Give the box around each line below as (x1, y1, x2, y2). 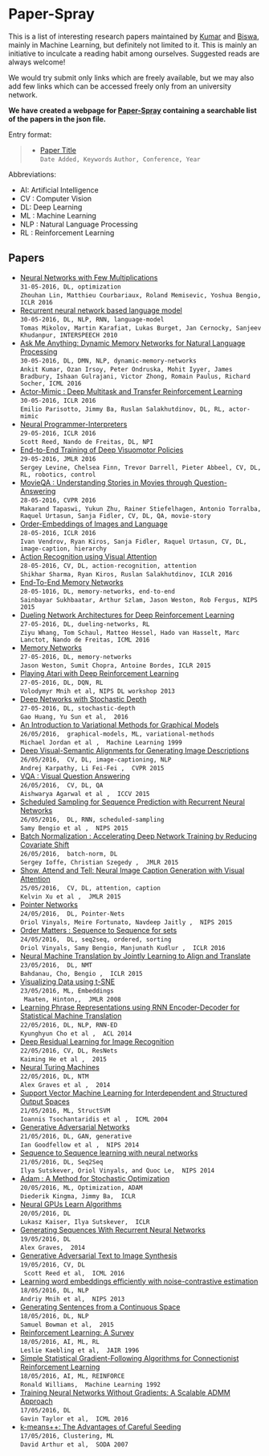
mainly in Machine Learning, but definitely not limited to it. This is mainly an (8, 39, 257, 49)
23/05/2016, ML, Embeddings (19, 986, 114, 995)
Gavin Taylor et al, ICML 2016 (19, 1415, 128, 1423)
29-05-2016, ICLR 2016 (19, 429, 96, 438)
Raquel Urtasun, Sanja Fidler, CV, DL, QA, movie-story (19, 512, 211, 520)
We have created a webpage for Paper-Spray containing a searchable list (8, 106, 257, 115)
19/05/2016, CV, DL (19, 1260, 86, 1269)
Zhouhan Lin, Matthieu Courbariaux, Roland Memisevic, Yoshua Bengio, (19, 291, 262, 299)
